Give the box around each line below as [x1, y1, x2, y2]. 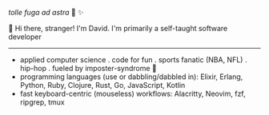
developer [8, 32, 42, 42]
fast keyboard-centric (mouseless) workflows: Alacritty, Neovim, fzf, [19, 89, 246, 98]
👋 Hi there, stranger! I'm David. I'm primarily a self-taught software [8, 24, 228, 33]
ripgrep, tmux [19, 97, 66, 107]
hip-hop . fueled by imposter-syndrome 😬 [19, 64, 158, 73]
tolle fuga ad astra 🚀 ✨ [8, 8, 84, 17]
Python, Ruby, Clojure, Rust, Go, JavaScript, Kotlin [19, 81, 186, 89]
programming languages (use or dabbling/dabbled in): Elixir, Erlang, [19, 72, 243, 81]
